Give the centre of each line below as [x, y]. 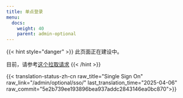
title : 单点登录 [25, 12]
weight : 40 [31, 28]
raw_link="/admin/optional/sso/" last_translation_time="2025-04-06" [92, 83]
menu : [13, 17]
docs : [19, 23]
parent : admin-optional [47, 34]
